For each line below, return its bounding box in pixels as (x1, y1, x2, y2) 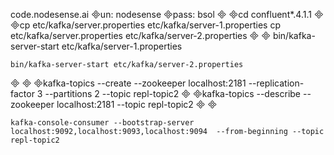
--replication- (248, 77, 305, 89)
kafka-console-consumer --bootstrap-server (10, 118, 195, 128)
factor (10, 88, 35, 99)
